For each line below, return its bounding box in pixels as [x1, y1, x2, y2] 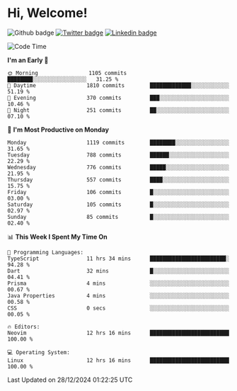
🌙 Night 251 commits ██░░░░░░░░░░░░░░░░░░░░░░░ [7, 106, 230, 114]
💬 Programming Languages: [7, 249, 83, 256]
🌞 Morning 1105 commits [7, 69, 127, 76]
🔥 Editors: [7, 323, 40, 330]
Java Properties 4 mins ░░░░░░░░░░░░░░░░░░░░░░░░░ [7, 292, 230, 299]
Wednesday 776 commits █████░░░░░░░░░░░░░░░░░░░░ [7, 164, 230, 171]
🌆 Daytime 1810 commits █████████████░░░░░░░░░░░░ [7, 81, 230, 89]
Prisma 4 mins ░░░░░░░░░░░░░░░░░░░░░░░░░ [7, 280, 230, 287]
